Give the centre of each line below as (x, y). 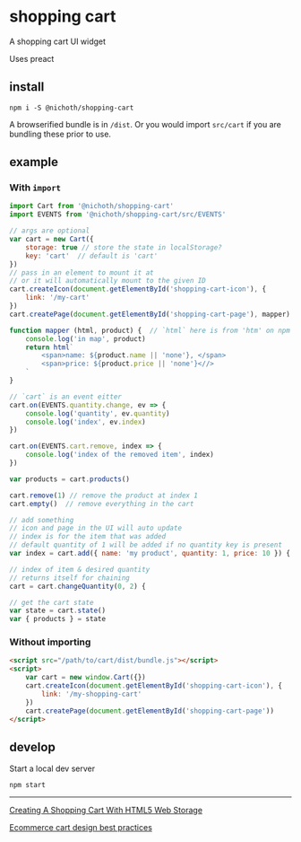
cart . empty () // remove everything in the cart (102, 504)
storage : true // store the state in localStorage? (124, 247)
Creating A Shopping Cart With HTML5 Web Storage (106, 811)
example (34, 162)
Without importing (50, 642)
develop (32, 747)
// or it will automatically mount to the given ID (107, 281)
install (27, 87)
